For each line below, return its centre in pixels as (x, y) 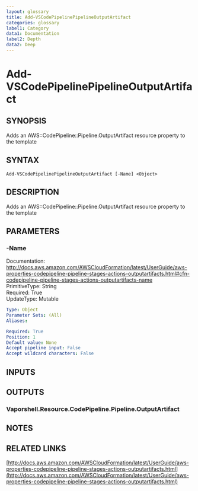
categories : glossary (33, 23)
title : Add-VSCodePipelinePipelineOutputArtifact (69, 17)
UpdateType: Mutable (33, 299)
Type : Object (22, 310)
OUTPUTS (25, 392)
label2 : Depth (24, 39)
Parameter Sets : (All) (34, 315)
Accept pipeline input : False (44, 348)
